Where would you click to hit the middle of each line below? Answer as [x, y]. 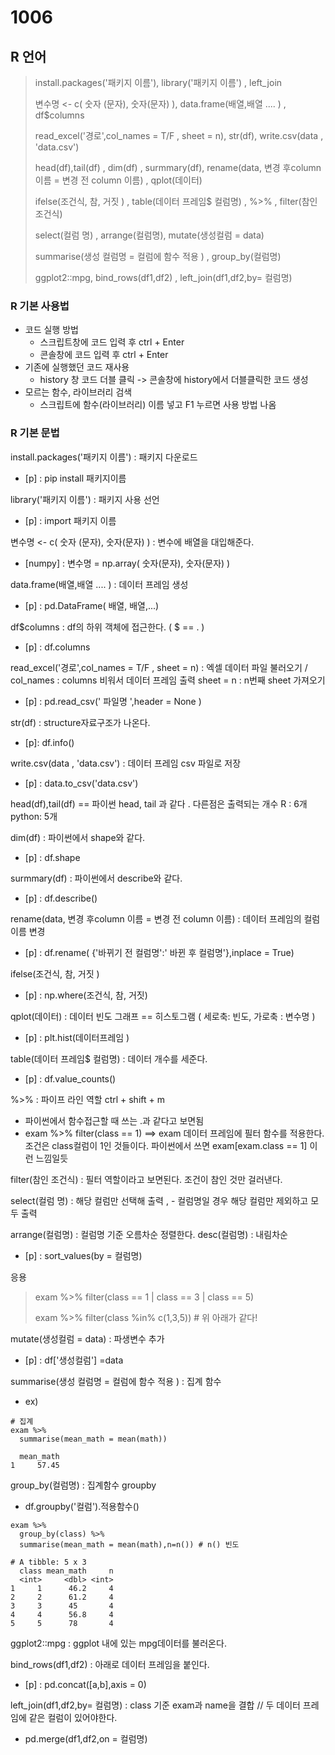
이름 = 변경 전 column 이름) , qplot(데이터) [118, 180]
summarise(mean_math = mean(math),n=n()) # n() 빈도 [129, 1544]
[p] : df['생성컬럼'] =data [74, 1360]
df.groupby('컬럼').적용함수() [82, 1506]
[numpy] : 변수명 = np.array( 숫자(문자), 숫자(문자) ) [127, 563]
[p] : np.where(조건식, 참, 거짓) [86, 995]
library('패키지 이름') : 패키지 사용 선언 [85, 499]
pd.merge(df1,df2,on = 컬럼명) [86, 1738]
